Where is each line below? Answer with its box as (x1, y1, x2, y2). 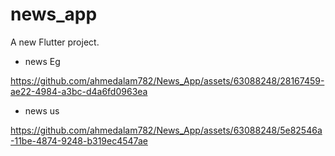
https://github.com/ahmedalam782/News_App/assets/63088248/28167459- (10, 74, 325, 87)
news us (24, 104, 60, 117)
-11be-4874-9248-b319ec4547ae (10, 134, 148, 147)
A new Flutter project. (10, 36, 100, 48)
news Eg (24, 55, 61, 67)
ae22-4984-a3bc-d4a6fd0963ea (10, 85, 148, 97)
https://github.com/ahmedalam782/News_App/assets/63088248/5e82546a (10, 124, 323, 136)
